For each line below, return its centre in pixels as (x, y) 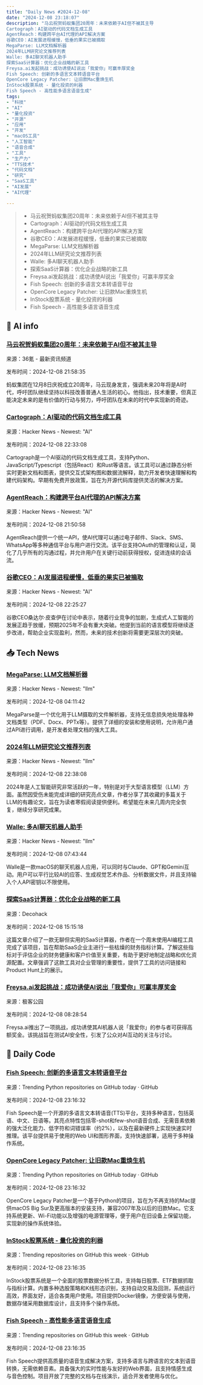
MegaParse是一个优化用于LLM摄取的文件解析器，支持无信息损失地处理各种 (100, 714)
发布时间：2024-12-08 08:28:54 (47, 1014)
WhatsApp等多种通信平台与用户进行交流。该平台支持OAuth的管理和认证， (98, 545)
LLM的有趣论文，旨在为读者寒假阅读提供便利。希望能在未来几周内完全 (94, 802)
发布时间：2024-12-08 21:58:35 (46, 372)
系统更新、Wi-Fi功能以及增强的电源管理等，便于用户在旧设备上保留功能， (103, 1216)
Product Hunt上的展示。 (36, 970)
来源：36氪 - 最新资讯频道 (39, 359)
